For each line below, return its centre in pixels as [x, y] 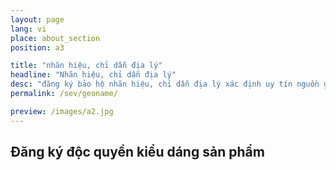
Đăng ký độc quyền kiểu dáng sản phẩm [137, 152]
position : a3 [37, 47]
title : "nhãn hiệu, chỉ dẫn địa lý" [86, 66]
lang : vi [28, 29]
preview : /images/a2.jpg [62, 111]
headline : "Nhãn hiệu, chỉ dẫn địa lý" [93, 75]
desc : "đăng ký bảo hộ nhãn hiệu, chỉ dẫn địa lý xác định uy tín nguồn [165, 84]
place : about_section [55, 38]
